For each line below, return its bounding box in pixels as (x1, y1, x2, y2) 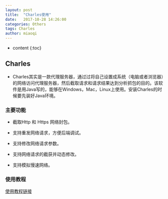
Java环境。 (34, 92, 59, 99)
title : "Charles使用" (5, 12, 51, 17)
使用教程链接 (5, 188, 32, 194)
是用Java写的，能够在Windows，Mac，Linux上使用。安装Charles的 (17, 86, 158, 92)
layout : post (5, 7, 33, 13)
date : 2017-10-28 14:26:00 (5, 17, 67, 22)
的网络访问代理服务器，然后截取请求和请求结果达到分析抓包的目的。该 (12, 79, 159, 86)
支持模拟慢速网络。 (12, 162, 53, 168)
